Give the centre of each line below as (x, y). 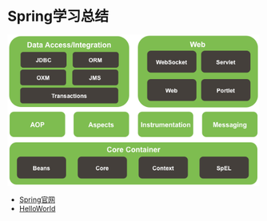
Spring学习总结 (58, 16)
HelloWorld (37, 209)
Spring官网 (37, 199)
